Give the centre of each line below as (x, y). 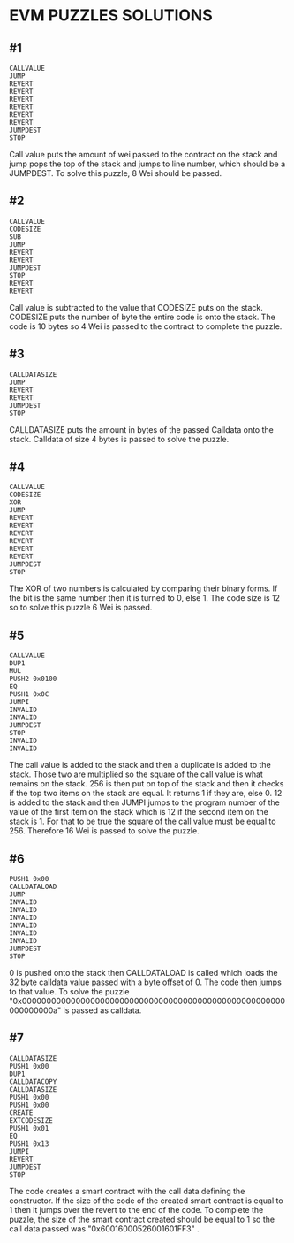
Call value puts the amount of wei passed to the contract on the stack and (143, 154)
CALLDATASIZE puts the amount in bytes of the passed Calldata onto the (141, 429)
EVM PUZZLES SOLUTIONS (111, 15)
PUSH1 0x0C (29, 694)
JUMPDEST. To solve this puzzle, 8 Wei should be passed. (116, 173)
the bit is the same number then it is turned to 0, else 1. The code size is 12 (145, 598)
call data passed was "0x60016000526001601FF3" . (105, 1228)
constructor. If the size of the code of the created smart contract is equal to (147, 1201)
